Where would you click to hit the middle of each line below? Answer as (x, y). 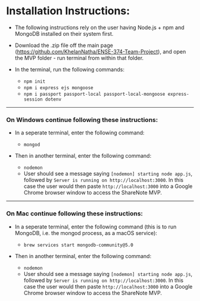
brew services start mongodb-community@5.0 (79, 245)
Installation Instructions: (68, 11)
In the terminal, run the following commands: (70, 69)
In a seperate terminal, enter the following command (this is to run (96, 227)
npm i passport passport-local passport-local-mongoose (94, 94)
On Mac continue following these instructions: (75, 214)
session (33, 99)
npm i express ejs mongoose (58, 87)
